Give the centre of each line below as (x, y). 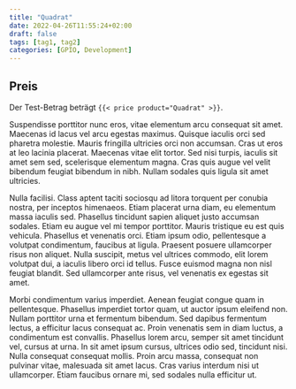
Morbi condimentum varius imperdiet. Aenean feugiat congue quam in (137, 299)
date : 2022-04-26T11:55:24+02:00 (71, 26)
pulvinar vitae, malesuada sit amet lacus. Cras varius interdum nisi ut (134, 365)
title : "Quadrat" (41, 17)
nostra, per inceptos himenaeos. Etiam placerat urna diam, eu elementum (143, 207)
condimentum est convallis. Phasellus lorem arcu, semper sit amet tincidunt (147, 337)
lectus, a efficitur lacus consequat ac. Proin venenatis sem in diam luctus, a (146, 327)
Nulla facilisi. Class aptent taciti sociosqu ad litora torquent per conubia (139, 198)
